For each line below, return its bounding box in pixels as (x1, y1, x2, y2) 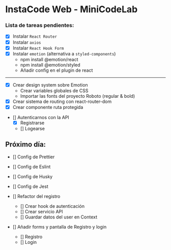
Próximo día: (5, 140, 46, 149)
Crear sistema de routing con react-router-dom (12, 98, 112, 104)
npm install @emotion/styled (20, 62, 80, 68)
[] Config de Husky (12, 173, 53, 179)
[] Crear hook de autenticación (20, 203, 85, 209)
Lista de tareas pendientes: (5, 22, 74, 29)
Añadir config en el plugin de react (20, 67, 93, 73)
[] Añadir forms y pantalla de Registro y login (12, 224, 107, 230)
